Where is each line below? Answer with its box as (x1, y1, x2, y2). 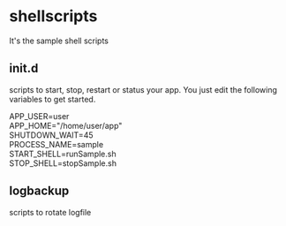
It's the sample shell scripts (9, 35, 109, 46)
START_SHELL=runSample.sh (9, 148, 117, 159)
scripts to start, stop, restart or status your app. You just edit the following (9, 84, 278, 94)
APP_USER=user (9, 110, 70, 121)
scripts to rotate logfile (9, 207, 92, 217)
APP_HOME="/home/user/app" (9, 120, 123, 131)
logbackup (9, 184, 70, 199)
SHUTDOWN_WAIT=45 (9, 130, 94, 140)
